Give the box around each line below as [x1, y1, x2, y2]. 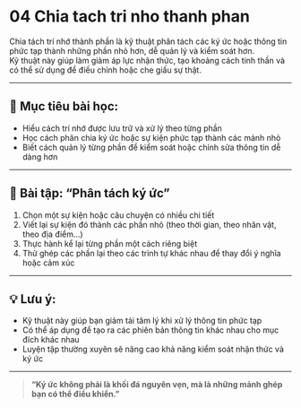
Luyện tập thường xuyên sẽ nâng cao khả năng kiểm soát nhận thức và [21, 343, 284, 355]
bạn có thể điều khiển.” [30, 388, 120, 400]
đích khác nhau [21, 334, 80, 345]
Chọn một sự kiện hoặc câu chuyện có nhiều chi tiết [21, 209, 215, 221]
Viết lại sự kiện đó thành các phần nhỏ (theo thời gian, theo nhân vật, [21, 219, 277, 230]
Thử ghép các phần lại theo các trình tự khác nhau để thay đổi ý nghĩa [21, 247, 281, 258]
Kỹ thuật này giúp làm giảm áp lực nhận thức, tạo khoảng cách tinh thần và [9, 55, 285, 65]
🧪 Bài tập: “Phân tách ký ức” [9, 186, 170, 201]
